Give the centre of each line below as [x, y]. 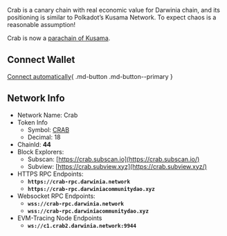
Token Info [33, 122]
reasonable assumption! [42, 25]
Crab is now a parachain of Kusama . [59, 38]
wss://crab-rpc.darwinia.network [76, 203]
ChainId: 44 [34, 144]
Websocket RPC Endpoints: [56, 196]
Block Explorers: [40, 152]
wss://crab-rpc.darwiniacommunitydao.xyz [88, 211]
